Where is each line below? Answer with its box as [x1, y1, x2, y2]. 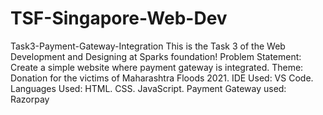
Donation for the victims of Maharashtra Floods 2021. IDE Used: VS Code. [10, 72, 314, 84]
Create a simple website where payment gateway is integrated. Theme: [10, 61, 304, 73]
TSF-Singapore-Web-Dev [10, 7, 228, 30]
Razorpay [10, 93, 50, 105]
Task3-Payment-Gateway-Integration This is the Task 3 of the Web [10, 40, 286, 52]
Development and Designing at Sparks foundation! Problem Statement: [10, 50, 302, 62]
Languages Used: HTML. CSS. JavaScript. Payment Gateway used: [10, 82, 287, 94]
